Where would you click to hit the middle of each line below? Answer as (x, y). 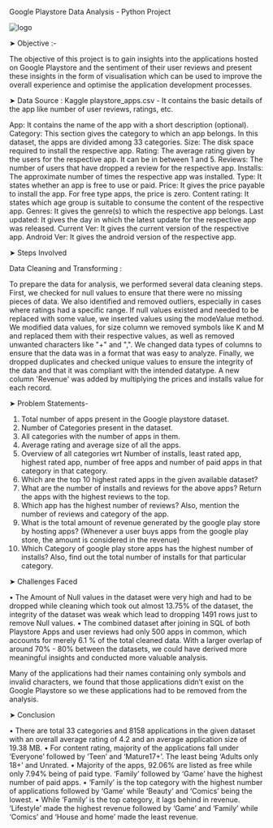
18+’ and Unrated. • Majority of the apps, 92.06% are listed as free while (131, 765)
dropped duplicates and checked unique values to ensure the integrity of (131, 362)
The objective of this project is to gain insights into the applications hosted (134, 59)
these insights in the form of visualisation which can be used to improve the (136, 76)
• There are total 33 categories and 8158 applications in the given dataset (132, 731)
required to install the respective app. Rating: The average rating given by (132, 151)
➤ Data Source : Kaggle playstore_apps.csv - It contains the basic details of (136, 100)
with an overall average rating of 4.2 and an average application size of (128, 739)
